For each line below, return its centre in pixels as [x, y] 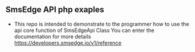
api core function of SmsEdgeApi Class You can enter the [84, 30]
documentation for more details [52, 36]
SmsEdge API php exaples [55, 10]
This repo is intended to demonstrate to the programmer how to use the [102, 24]
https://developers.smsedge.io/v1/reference [68, 43]
